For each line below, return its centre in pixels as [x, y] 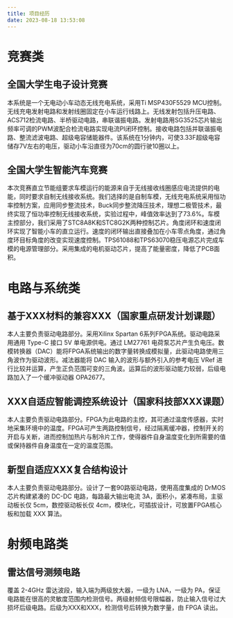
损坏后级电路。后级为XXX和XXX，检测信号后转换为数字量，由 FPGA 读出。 [114, 607]
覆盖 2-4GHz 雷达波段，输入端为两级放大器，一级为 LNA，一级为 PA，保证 [114, 590]
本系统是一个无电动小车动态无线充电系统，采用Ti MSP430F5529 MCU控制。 [116, 102]
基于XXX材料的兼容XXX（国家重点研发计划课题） [114, 316]
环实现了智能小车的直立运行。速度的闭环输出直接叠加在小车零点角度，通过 [113, 231]
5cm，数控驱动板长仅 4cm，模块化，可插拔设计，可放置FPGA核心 [127, 505]
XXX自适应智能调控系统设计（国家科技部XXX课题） [119, 401]
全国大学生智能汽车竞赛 [57, 170]
